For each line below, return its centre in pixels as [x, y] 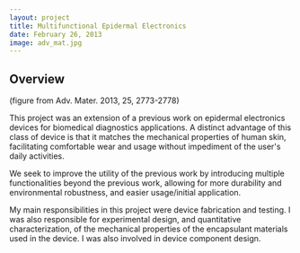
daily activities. [37, 156]
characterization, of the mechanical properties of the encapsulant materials [149, 229]
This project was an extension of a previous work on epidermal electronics [147, 118]
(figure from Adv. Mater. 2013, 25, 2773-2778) [94, 100]
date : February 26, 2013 [56, 34]
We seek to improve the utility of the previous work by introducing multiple [147, 174]
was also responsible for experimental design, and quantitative [125, 220]
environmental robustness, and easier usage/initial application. [125, 193]
